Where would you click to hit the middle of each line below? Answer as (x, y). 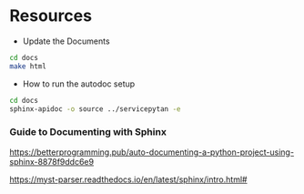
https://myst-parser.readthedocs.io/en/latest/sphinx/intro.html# (128, 179)
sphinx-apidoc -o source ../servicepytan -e (95, 109)
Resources (51, 16)
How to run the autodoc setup (79, 84)
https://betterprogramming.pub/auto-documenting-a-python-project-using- (152, 152)
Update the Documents (66, 41)
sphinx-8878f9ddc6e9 (51, 161)
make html (28, 66)
